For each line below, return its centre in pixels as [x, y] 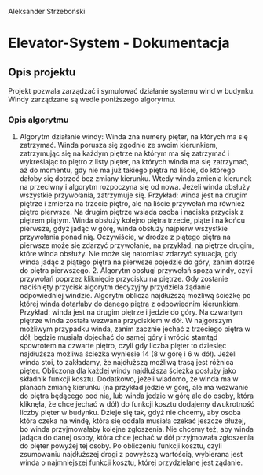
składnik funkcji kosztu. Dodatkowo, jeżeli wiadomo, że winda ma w [129, 379]
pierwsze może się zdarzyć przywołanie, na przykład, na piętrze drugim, [137, 245]
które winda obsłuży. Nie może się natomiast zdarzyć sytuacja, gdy [128, 254]
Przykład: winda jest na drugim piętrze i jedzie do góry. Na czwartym [131, 312]
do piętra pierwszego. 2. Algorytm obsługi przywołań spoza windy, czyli [136, 271]
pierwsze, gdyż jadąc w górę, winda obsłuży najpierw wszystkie [123, 229]
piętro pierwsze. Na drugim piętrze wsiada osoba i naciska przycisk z [132, 212]
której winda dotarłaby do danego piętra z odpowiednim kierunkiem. [130, 304]
